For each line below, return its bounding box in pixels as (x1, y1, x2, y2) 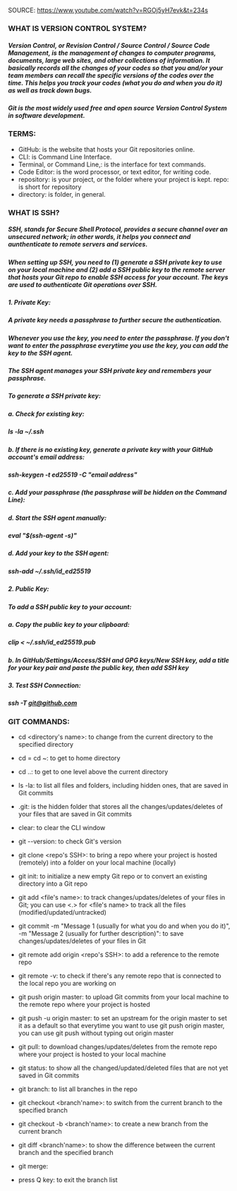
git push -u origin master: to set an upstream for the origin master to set (18, 1014, 228, 1022)
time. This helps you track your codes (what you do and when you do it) (8, 78, 223, 87)
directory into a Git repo (18, 879, 87, 888)
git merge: (18, 1162, 49, 1171)
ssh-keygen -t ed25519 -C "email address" (8, 470, 138, 479)
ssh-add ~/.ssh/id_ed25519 (8, 567, 91, 575)
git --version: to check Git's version (18, 837, 122, 845)
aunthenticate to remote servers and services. (8, 240, 148, 249)
